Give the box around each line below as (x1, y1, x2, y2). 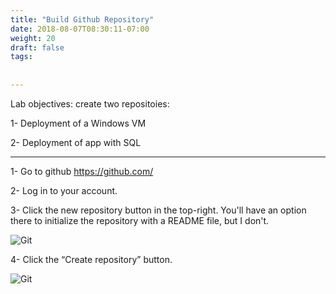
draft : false (10, 42, 65, 53)
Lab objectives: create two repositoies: (10, 97, 170, 110)
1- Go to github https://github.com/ (10, 165, 154, 177)
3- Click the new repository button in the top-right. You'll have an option (10, 204, 307, 216)
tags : (10, 52, 33, 62)
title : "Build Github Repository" (10, 14, 155, 25)
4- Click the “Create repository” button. (10, 253, 173, 265)
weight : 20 (10, 33, 56, 43)
